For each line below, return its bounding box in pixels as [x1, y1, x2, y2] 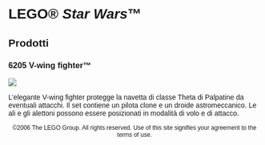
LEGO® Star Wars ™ [8, 6, 142, 22]
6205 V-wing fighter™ [8, 60, 92, 70]
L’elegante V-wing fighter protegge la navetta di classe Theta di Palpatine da [8, 92, 244, 102]
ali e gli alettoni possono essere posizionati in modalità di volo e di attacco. [8, 108, 239, 118]
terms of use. [117, 131, 152, 139]
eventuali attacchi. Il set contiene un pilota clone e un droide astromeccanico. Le [8, 100, 257, 110]
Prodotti [8, 36, 50, 49]
